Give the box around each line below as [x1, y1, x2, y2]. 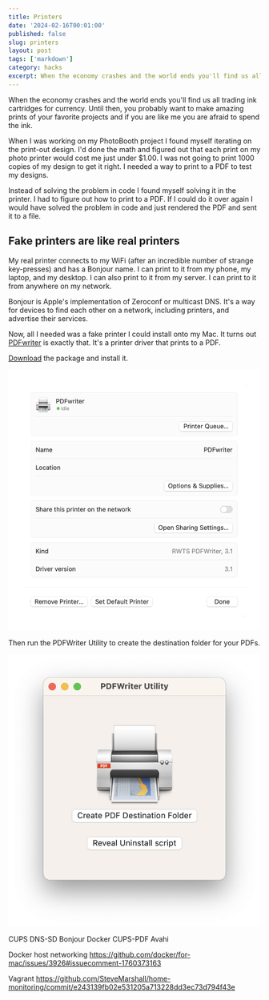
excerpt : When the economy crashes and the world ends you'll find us [8, 72, 249, 80]
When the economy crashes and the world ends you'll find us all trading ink [8, 94, 258, 104]
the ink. [8, 120, 34, 130]
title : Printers [8, 13, 62, 21]
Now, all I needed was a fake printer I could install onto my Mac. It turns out [8, 329, 257, 339]
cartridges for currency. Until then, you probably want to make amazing [8, 103, 244, 113]
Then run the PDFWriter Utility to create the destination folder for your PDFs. [8, 637, 260, 648]
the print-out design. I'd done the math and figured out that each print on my [8, 144, 261, 154]
